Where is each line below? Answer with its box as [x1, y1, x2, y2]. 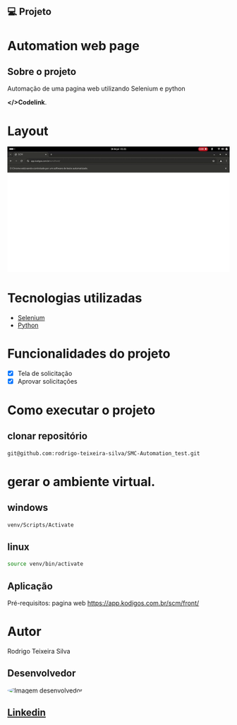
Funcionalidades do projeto [7, 346, 171, 362]
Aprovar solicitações [17, 377, 78, 385]
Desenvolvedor [7, 667, 76, 680]
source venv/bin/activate [7, 560, 83, 567]
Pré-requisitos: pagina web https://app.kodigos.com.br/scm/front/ [7, 599, 200, 607]
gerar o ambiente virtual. [7, 473, 156, 490]
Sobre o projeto [7, 66, 76, 78]
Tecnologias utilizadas [7, 290, 142, 306]
